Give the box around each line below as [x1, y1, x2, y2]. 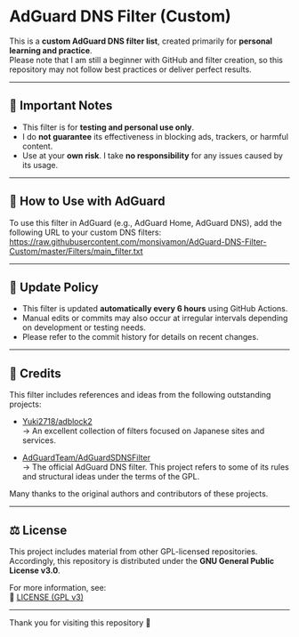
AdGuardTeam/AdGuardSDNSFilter [21, 452, 151, 464]
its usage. [21, 159, 59, 170]
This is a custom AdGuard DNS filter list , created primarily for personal [9, 36, 273, 46]
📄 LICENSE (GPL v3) [9, 592, 85, 602]
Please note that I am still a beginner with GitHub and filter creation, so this [9, 54, 283, 65]
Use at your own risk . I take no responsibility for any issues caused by [21, 149, 283, 161]
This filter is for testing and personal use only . [21, 122, 195, 133]
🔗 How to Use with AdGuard [9, 194, 166, 209]
